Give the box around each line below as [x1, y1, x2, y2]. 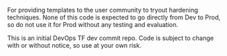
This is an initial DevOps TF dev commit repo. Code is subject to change [7, 34, 214, 42]
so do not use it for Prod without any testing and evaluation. [7, 21, 179, 28]
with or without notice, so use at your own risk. [7, 41, 141, 49]
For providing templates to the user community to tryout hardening [7, 6, 198, 14]
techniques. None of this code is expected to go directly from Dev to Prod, [7, 13, 221, 21]
